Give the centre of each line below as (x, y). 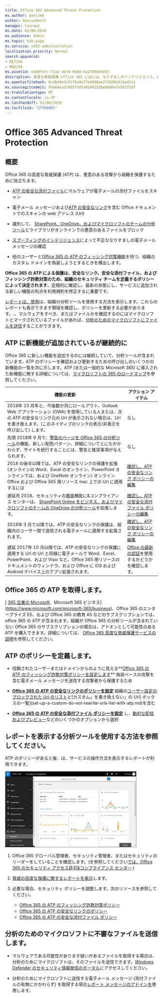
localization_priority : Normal (37, 51)
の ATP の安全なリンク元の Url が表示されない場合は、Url (64, 417)
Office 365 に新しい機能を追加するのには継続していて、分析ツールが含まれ (80, 356)
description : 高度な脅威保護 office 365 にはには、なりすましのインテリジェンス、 (81, 77)
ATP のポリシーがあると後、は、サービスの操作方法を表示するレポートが (78, 758)
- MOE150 (14, 67)
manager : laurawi (23, 26)
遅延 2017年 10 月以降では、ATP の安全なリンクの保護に (64, 547)
